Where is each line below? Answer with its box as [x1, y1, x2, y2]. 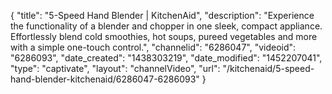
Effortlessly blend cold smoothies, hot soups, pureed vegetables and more [10, 31, 318, 42]
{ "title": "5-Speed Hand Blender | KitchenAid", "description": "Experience [10, 10, 315, 21]
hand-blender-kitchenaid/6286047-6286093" [10, 73, 200, 85]
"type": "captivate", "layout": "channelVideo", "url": [10, 63, 221, 74]
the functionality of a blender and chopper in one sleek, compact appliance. [10, 20, 323, 32]
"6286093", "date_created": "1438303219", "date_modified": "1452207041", [10, 52, 323, 64]
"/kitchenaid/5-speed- [222, 63, 315, 74]
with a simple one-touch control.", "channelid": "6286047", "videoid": [10, 41, 297, 53]
